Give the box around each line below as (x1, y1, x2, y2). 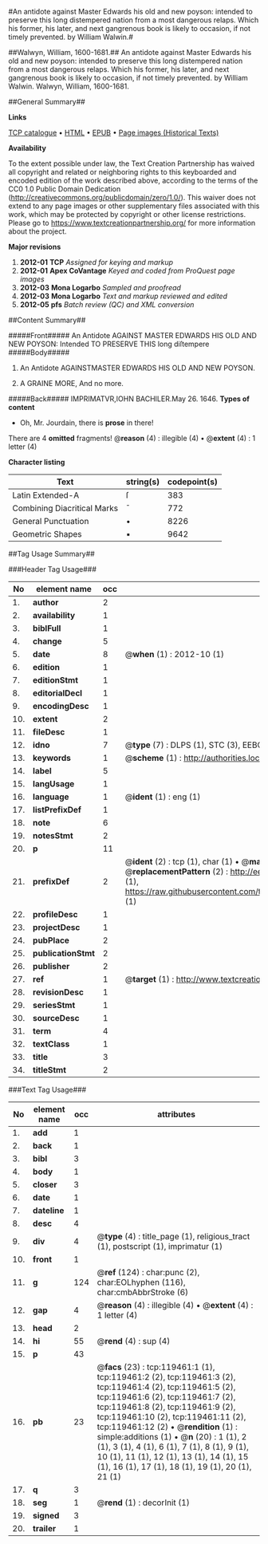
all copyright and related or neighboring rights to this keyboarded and (8, 167, 237, 176)
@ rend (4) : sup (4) (97, 1336, 171, 1346)
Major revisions (8, 242, 61, 251)
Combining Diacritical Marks (12, 502, 118, 514)
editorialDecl (33, 687, 82, 699)
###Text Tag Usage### (8, 1085, 87, 1094)
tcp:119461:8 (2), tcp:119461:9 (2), (97, 1401, 236, 1412)
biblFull (33, 623, 61, 633)
